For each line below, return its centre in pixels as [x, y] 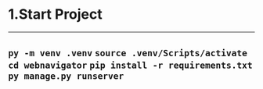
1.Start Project [56, 14]
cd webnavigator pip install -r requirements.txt [130, 66]
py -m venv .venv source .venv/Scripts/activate [128, 53]
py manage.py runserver [66, 76]
